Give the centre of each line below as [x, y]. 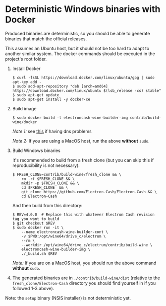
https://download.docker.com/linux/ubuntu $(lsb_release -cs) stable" [87, 90]
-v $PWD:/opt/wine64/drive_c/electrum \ [64, 236]
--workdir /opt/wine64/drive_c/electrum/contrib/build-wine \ [87, 245]
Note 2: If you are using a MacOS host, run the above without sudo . [81, 141]
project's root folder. [26, 59]
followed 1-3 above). [33, 288]
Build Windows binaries [36, 151]
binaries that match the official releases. [46, 39]
